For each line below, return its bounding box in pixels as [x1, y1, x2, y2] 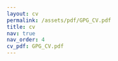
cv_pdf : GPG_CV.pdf [6, 43, 64, 50]
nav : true [6, 29, 36, 37]
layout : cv [6, 10, 39, 18]
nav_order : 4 [6, 36, 45, 43]
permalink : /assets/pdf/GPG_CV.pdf [6, 17, 112, 24]
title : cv [6, 23, 36, 30]
